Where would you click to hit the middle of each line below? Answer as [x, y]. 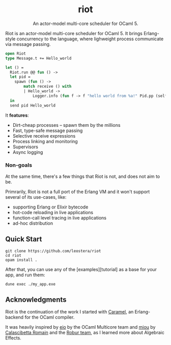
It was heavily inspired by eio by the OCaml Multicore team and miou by [80, 327]
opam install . [21, 260]
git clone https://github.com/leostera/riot [53, 251]
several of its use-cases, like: [36, 197]
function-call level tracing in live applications [60, 218]
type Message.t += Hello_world [38, 58]
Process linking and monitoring [45, 141]
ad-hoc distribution [33, 223]
